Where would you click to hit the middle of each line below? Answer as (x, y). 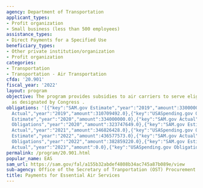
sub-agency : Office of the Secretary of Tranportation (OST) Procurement (101, 170)
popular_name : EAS (29, 158)
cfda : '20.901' (25, 79)
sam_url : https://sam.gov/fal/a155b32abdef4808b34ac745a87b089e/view (96, 164)
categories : (21, 62)
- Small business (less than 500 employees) (63, 29)
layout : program (27, 91)
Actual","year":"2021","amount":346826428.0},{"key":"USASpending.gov (102, 130)
